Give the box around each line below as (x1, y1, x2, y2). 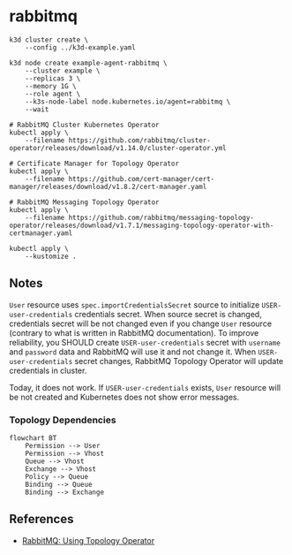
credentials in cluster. (9, 365, 87, 376)
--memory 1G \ (25, 81, 77, 90)
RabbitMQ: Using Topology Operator (21, 535, 155, 545)
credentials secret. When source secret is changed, (74, 308, 262, 319)
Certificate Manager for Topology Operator (17, 159, 179, 168)
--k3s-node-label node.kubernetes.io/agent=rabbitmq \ (25, 97, 231, 106)
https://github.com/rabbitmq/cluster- (68, 135, 212, 145)
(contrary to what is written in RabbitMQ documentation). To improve (9, 327, 259, 338)
